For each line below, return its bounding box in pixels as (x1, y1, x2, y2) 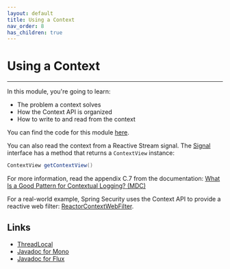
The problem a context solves (16, 100, 101, 109)
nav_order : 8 (7, 23, 44, 29)
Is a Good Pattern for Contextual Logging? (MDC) (7, 182, 146, 190)
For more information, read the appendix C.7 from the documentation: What (7, 175, 220, 183)
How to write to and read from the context (16, 115, 136, 124)
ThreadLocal (16, 240, 53, 248)
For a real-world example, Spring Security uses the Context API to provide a (7, 195, 221, 203)
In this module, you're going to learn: (7, 87, 111, 96)
